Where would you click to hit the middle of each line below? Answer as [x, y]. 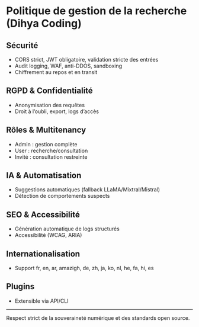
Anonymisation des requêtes [49, 105]
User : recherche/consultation [51, 150]
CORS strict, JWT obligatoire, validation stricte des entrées [86, 60]
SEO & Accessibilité [43, 214]
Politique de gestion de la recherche [97, 11]
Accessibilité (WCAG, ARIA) [48, 235]
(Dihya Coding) [44, 23]
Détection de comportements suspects [62, 196]
